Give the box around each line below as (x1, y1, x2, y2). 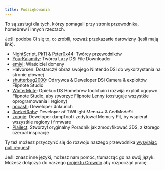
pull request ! (5, 144, 31, 150)
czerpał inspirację (12, 129, 49, 135)
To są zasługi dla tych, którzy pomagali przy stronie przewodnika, (5, 21, 139, 27)
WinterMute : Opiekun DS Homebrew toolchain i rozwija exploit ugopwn (12, 87, 158, 93)
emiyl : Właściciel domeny (12, 61, 64, 67)
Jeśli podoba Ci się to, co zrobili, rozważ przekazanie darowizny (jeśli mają (5, 36, 159, 42)
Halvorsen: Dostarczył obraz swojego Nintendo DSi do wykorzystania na (12, 66, 161, 72)
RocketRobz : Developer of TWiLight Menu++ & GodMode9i (12, 109, 133, 114)
